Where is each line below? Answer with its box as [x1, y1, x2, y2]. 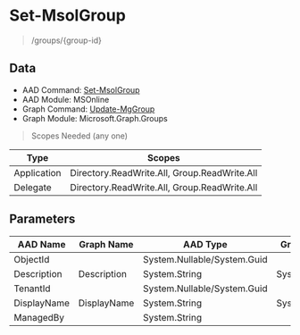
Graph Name [79, 238, 134, 250]
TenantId [13, 282, 51, 295]
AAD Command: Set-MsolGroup [21, 84, 140, 95]
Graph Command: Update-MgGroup [21, 104, 155, 114]
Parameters [9, 212, 76, 227]
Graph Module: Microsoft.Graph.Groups [21, 113, 168, 123]
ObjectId [13, 253, 50, 265]
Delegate [13, 180, 52, 193]
